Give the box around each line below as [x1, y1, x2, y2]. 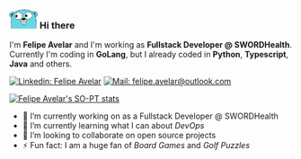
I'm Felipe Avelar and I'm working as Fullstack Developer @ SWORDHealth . [9, 40, 292, 50]
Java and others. [9, 58, 73, 69]
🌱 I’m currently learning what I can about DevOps [22, 120, 205, 131]
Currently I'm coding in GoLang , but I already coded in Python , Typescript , [9, 49, 289, 60]
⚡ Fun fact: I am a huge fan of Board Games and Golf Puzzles [22, 140, 250, 151]
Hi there [39, 19, 75, 31]
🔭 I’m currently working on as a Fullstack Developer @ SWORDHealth [22, 110, 279, 121]
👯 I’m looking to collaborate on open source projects [22, 130, 217, 141]
